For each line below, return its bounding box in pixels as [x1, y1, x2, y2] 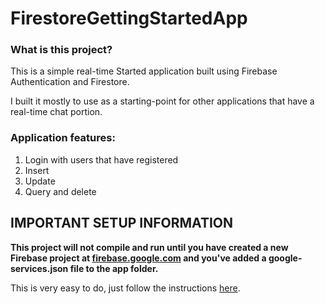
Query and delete [24, 185, 97, 197]
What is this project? [10, 43, 113, 57]
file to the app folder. [69, 262, 159, 274]
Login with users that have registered [24, 153, 179, 166]
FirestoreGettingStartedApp [10, 7, 248, 30]
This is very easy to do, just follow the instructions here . [10, 282, 241, 294]
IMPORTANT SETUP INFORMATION [10, 215, 234, 232]
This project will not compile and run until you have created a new [10, 241, 289, 253]
